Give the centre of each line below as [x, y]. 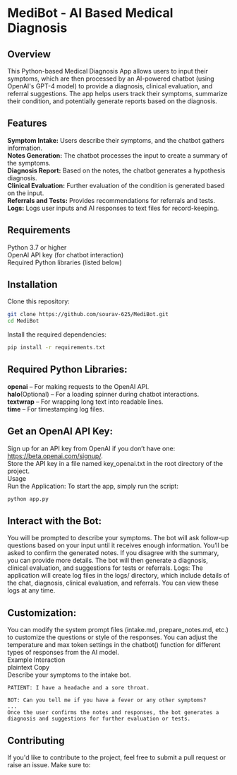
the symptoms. [29, 163]
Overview [29, 54]
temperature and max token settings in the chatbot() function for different [114, 645]
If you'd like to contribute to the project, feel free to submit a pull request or [117, 757]
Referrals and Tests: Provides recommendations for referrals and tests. [111, 200]
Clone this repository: [39, 301]
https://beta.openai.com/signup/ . [55, 456]
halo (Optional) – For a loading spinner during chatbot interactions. [103, 394]
